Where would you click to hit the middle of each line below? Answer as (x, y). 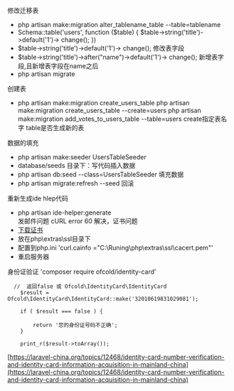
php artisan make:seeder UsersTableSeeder (82, 157)
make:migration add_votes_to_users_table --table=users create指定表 (119, 119)
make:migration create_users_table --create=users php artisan (109, 110)
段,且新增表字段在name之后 (58, 66)
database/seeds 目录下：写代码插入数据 (76, 165)
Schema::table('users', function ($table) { (78, 32)
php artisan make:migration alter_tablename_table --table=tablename (119, 25)
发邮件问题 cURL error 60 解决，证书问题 (78, 221)
